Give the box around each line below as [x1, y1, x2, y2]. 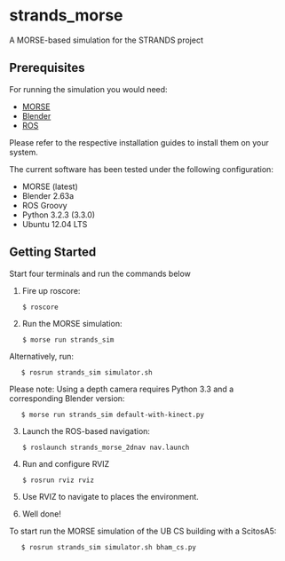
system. [9, 146, 38, 157]
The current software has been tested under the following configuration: [9, 163, 273, 174]
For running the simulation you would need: [9, 83, 168, 94]
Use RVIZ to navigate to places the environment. [21, 491, 200, 502]
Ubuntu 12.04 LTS [21, 218, 88, 229]
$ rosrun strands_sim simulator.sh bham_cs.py [20, 542, 197, 551]
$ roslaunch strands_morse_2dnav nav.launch [21, 443, 190, 452]
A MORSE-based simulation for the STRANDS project [9, 35, 204, 45]
